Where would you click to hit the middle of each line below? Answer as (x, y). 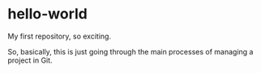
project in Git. (30, 60)
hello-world (48, 14)
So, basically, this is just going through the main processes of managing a (130, 51)
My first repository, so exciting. (59, 36)
